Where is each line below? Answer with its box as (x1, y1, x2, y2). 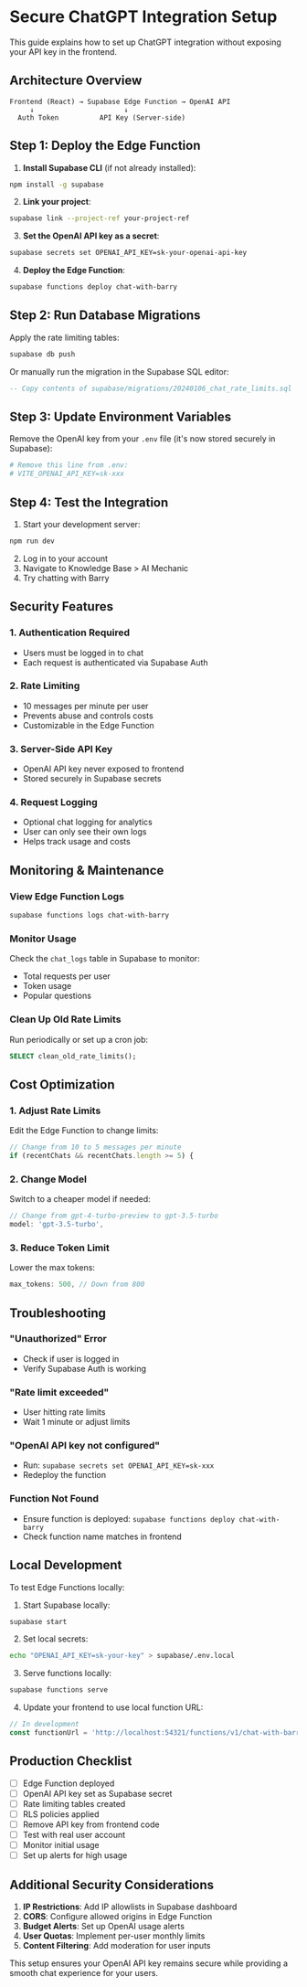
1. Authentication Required (9, 626, 131, 639)
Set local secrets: (22, 1633, 89, 1644)
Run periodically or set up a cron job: (9, 1034, 149, 1045)
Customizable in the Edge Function (22, 719, 155, 730)
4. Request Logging (9, 796, 98, 809)
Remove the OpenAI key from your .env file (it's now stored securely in (9, 433, 276, 444)
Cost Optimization (9, 1077, 116, 1092)
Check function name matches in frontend (22, 1531, 183, 1542)
